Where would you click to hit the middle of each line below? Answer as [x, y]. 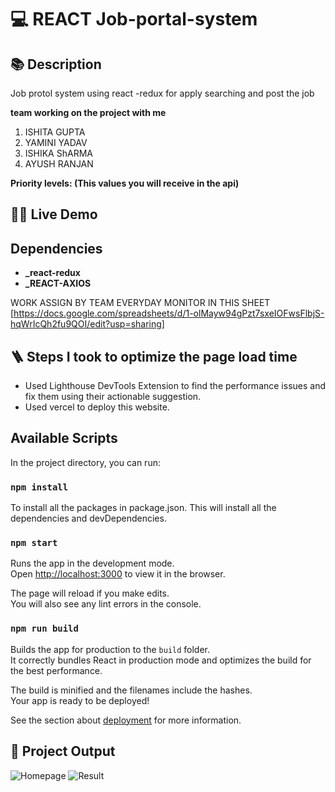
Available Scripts [64, 438]
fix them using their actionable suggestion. [113, 397]
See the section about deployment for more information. [126, 720]
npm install [39, 487]
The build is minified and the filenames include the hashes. [131, 690]
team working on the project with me [88, 112]
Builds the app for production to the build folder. [110, 649]
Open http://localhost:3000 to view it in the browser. [118, 574]
